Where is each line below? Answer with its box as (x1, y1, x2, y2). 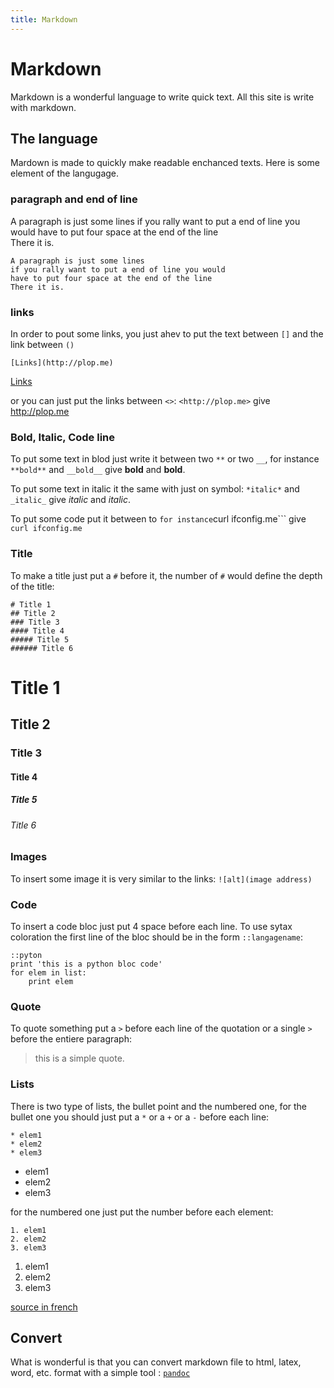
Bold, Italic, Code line (10, 430, 116, 444)
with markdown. (10, 101, 77, 113)
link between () (10, 338, 75, 350)
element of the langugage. (10, 167, 120, 180)
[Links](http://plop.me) (10, 357, 114, 368)
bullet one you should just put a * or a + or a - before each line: (10, 1111, 270, 1123)
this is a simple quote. (34, 1052, 125, 1065)
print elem (28, 976, 74, 986)
